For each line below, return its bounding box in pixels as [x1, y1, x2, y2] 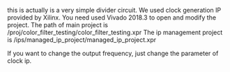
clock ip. [7, 57, 32, 65]
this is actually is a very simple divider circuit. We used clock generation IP [7, 6, 222, 14]
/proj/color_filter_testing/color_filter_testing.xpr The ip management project [7, 28, 223, 36]
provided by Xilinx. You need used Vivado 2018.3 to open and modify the [7, 13, 217, 22]
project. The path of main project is [7, 21, 108, 29]
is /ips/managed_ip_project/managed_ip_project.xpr [7, 36, 157, 44]
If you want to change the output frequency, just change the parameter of [7, 49, 219, 57]
